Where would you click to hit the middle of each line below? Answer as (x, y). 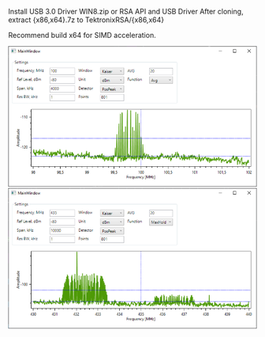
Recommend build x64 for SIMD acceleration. (82, 35)
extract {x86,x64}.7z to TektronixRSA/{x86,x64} (86, 20)
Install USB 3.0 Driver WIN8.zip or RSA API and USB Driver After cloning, (126, 11)
